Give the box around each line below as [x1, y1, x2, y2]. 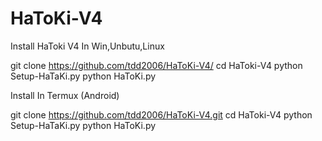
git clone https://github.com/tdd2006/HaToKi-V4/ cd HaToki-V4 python [10, 59, 303, 71]
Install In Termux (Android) [10, 89, 120, 101]
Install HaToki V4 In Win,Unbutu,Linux [10, 40, 165, 52]
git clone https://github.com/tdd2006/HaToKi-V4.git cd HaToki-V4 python [10, 108, 313, 121]
